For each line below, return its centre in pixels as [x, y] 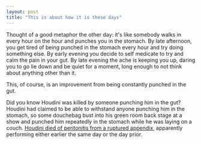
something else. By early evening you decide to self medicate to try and [95, 53]
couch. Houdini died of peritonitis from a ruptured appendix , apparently [94, 128]
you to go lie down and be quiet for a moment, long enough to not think [94, 66]
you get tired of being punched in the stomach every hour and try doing [95, 47]
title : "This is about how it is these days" [64, 17]
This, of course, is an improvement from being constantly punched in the [96, 84]
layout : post [22, 12]
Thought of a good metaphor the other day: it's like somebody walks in [94, 34]
